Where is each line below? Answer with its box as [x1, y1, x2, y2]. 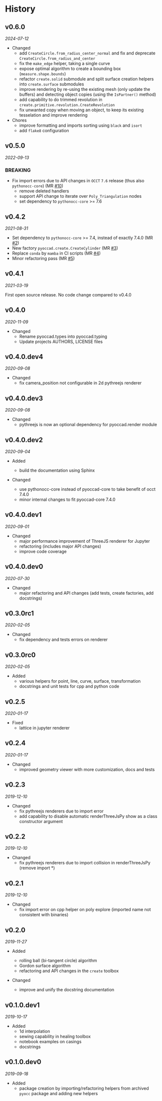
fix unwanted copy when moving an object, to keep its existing [19, 107, 144, 113]
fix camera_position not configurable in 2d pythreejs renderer [19, 380, 142, 386]
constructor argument [19, 818, 63, 824]
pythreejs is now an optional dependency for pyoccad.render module [19, 422, 157, 428]
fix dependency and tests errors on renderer [19, 637, 108, 642]
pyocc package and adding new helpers [19, 1090, 98, 1096]
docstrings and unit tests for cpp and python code [19, 684, 119, 689]
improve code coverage [19, 548, 67, 554]
